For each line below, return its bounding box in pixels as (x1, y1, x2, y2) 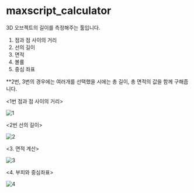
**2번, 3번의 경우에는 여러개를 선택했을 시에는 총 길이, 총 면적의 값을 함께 (6, 78, 174, 85)
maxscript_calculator (6, 4, 112, 17)
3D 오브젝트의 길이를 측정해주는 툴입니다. (6, 24, 101, 31)
